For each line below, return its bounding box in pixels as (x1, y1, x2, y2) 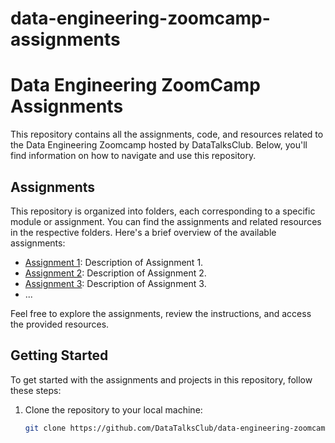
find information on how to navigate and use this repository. (10, 150, 257, 162)
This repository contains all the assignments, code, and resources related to (10, 128, 324, 141)
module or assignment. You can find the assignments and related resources (10, 215, 322, 227)
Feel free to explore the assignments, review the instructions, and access (10, 307, 312, 319)
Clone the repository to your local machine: (24, 403, 203, 416)
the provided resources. (10, 318, 110, 330)
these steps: (10, 384, 62, 396)
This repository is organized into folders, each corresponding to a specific (10, 205, 316, 217)
